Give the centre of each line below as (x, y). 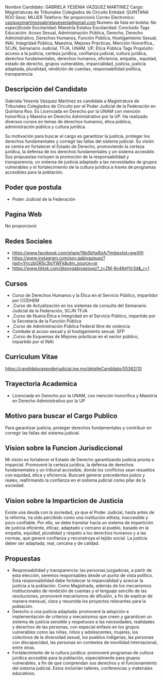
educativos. (24, 673)
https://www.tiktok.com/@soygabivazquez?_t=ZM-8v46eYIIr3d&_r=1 (81, 268)
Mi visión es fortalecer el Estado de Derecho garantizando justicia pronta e (80, 460)
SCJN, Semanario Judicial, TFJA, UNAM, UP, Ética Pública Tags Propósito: (80, 48)
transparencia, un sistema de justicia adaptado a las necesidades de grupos (81, 162)
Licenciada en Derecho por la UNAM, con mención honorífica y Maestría (85, 395)
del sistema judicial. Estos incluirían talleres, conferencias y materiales (82, 668)
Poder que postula (33, 187)
